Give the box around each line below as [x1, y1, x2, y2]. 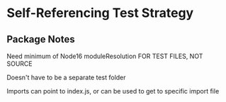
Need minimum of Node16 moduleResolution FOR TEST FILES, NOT [6, 52, 203, 60]
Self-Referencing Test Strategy [6, 5, 194, 21]
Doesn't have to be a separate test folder [6, 73, 126, 81]
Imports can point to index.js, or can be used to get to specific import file [6, 87, 220, 95]
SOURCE [6, 59, 33, 68]
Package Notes [6, 33, 75, 45]
